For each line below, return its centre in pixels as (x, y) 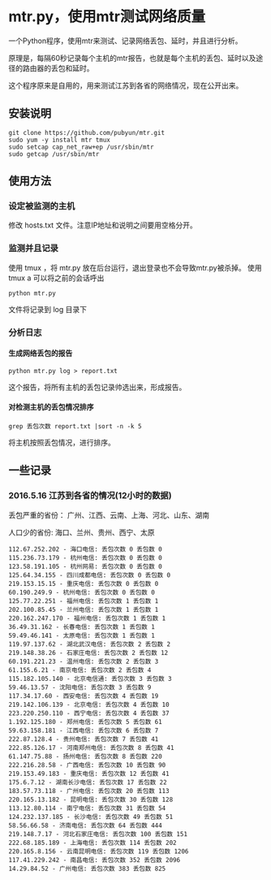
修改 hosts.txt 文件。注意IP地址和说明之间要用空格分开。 (103, 225)
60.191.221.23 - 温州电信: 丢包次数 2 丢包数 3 (84, 661)
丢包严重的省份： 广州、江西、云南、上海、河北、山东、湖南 (109, 515)
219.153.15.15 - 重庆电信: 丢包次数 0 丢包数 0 (84, 583)
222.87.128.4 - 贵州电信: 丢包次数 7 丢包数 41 (84, 739)
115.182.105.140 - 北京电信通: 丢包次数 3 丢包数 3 (90, 678)
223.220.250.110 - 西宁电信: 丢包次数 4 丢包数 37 (89, 713)
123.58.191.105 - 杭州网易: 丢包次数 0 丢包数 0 (85, 566)
